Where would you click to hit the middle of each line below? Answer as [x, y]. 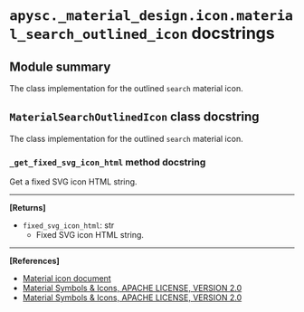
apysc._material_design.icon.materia [152, 16]
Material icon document [66, 279]
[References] [35, 261]
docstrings [233, 33]
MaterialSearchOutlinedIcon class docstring [134, 117]
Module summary [60, 66]
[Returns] [28, 208]
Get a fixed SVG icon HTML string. [73, 182]
